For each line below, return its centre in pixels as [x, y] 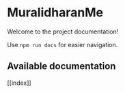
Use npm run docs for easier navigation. [62, 44]
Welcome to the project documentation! [63, 31]
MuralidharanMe [55, 13]
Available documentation [61, 66]
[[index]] [19, 83]
